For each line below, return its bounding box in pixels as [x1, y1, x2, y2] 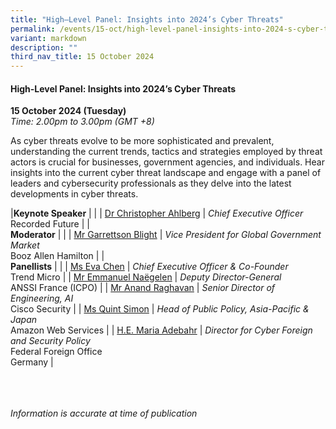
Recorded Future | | [10, 218, 90, 230]
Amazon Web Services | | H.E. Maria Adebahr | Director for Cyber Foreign [10, 324, 313, 336]
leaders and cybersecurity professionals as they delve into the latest [10, 177, 292, 190]
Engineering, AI [10, 292, 74, 305]
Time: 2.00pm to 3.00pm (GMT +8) [10, 116, 155, 128]
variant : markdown [10, 33, 87, 43]
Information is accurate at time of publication [10, 407, 198, 420]
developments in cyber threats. [10, 188, 139, 200]
